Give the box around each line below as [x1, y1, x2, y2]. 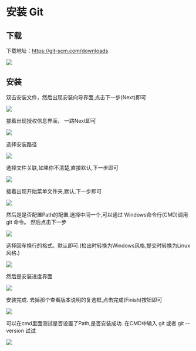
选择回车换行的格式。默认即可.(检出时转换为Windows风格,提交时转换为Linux [6, 242, 191, 249]
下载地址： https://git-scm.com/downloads [6, 48, 109, 54]
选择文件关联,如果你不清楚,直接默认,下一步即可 [6, 164, 119, 171]
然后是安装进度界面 [6, 272, 53, 279]
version [6, 327, 25, 334]
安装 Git [6, 5, 44, 19]
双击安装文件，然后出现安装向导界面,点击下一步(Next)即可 [6, 93, 147, 100]
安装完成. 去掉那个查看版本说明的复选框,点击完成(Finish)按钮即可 [6, 296, 163, 303]
